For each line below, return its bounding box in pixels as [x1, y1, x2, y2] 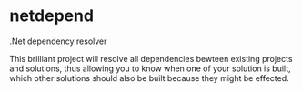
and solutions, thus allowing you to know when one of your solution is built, [9, 63, 291, 74]
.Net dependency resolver [9, 36, 107, 46]
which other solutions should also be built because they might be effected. [9, 72, 289, 83]
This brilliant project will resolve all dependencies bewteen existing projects [9, 53, 293, 64]
